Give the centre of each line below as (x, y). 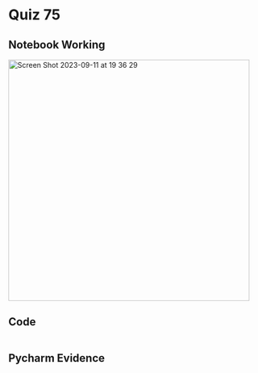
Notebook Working (57, 45)
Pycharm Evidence (57, 358)
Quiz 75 (34, 15)
